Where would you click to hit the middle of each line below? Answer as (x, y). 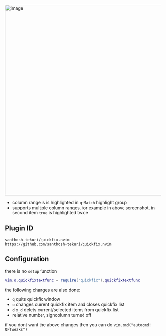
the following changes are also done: (43, 290)
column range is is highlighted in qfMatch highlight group (70, 202)
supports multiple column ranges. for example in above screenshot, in (83, 208)
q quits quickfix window (36, 299)
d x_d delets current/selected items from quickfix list (65, 310)
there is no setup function (31, 271)
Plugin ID (19, 229)
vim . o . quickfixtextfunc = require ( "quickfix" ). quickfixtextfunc (73, 280)
